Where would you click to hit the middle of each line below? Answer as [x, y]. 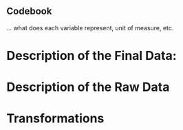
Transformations [55, 119]
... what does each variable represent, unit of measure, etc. [90, 28]
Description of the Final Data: [91, 56]
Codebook [29, 11]
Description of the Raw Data [88, 87]
